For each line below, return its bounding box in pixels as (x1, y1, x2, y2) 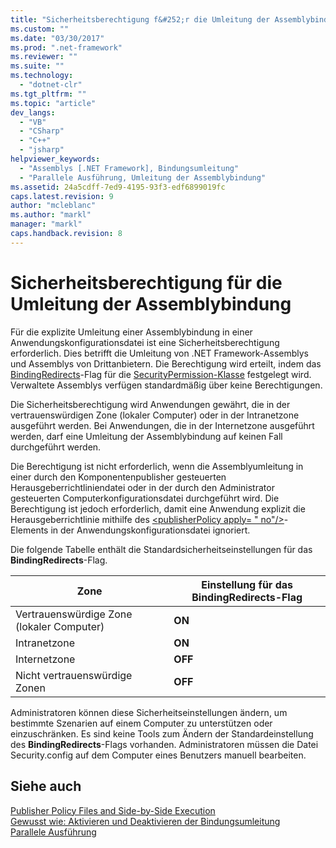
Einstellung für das (201, 577, 293, 591)
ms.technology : (10, 71, 74, 81)
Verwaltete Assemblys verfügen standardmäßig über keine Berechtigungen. (10, 379, 323, 391)
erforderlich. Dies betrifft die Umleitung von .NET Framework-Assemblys (10, 347, 309, 359)
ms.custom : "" (10, 24, 70, 34)
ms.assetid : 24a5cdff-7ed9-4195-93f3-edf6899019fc (10, 182, 226, 192)
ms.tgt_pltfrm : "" (10, 89, 87, 99)
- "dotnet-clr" (19, 80, 83, 90)
